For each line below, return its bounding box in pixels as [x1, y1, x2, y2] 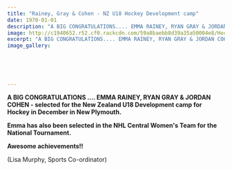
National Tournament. [7, 129, 72, 137]
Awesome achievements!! [7, 142, 84, 151]
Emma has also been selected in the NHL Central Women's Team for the [7, 122, 217, 130]
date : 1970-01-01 [7, 17, 57, 23]
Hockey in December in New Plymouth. [7, 108, 122, 116]
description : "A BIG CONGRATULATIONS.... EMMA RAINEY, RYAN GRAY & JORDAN [7, 23, 227, 30]
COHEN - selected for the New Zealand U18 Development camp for [7, 101, 202, 109]
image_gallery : [7, 42, 51, 49]
